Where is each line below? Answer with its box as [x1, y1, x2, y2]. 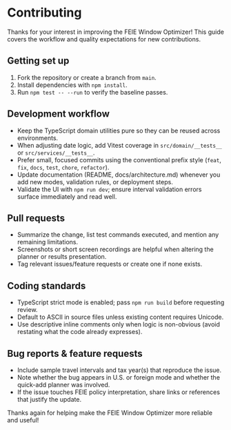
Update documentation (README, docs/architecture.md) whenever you [17, 170, 221, 179]
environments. [17, 133, 59, 142]
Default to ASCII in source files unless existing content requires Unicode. [17, 313, 224, 322]
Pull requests [7, 212, 66, 224]
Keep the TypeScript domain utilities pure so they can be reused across [17, 126, 221, 135]
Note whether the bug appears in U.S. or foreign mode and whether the [17, 373, 221, 381]
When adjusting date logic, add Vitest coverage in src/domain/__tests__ [17, 141, 223, 149]
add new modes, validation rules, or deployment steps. [17, 177, 174, 186]
